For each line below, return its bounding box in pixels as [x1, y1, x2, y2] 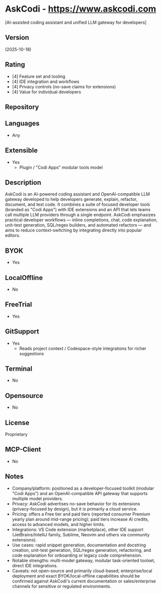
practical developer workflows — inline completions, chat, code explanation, [5, 217, 158, 223]
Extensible [5, 147, 38, 155]
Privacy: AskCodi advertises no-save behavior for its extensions [12, 501, 140, 507]
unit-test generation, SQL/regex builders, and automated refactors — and [5, 222, 151, 228]
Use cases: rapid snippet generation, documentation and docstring [12, 542, 146, 548]
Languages [5, 119, 40, 128]
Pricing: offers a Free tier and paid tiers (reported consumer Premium [12, 511, 150, 517]
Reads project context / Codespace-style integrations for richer [19, 346, 146, 351]
